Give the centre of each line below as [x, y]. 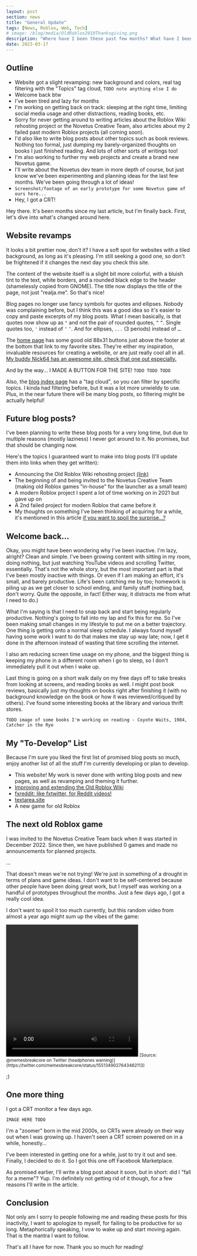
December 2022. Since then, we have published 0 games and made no [92, 845]
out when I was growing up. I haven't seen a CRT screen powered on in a [94, 1137]
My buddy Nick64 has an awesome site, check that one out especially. [91, 359]
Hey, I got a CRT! [35, 200]
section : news [23, 17]
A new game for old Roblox [47, 806]
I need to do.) [22, 600]
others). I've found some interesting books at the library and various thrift [95, 703]
